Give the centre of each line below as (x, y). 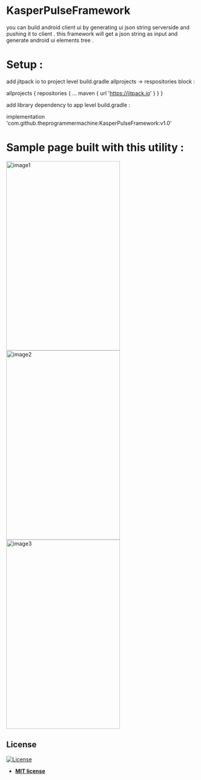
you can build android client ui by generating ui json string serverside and (98, 27)
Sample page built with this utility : (95, 147)
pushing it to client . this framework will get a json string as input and (92, 33)
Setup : (25, 65)
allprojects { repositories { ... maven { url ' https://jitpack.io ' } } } (85, 93)
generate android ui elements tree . (50, 40)
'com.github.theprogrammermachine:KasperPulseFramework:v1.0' (89, 123)
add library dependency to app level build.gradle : (68, 105)
